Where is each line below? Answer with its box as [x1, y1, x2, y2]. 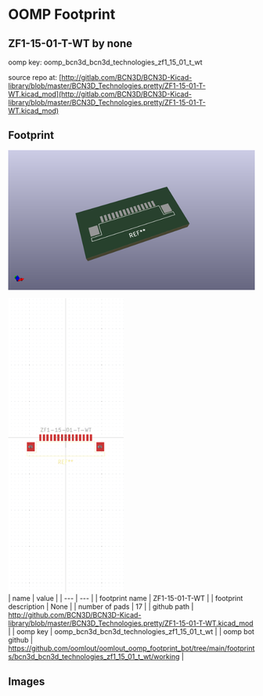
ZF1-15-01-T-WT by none [8, 37, 133, 50]
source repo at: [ [8, 73, 62, 82]
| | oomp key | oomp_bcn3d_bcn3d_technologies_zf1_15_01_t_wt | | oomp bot [8, 627, 254, 636]
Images [8, 675, 45, 688]
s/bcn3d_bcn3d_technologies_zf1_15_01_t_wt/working [8, 652, 180, 661]
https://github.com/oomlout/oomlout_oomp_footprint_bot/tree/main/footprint [8, 643, 255, 653]
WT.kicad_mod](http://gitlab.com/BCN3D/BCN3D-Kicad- [8, 89, 192, 99]
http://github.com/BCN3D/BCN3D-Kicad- [8, 610, 142, 620]
